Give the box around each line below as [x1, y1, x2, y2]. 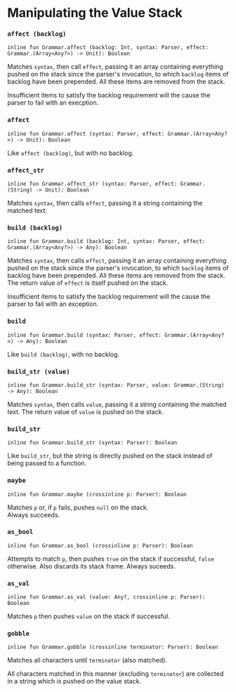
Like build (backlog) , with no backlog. [7, 350, 120, 359]
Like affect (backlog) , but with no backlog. [7, 149, 134, 157]
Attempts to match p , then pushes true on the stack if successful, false [7, 554, 214, 563]
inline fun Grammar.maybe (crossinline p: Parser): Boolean [7, 491, 188, 498]
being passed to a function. [7, 459, 86, 467]
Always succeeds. [7, 510, 60, 519]
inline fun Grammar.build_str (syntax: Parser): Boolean [7, 439, 178, 446]
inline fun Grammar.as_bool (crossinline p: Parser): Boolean [7, 542, 193, 549]
